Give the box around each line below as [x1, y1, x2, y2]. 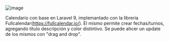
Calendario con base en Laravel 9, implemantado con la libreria [5, 15, 139, 20]
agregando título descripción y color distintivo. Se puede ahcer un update [5, 26, 161, 32]
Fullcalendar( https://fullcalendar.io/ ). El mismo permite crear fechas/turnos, [5, 20, 164, 26]
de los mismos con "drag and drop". [5, 31, 81, 37]
